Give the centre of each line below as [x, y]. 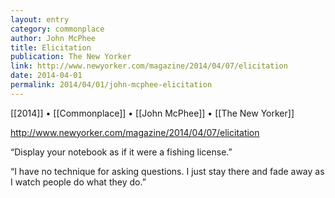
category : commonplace [57, 29]
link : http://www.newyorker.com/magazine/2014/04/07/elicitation [149, 66]
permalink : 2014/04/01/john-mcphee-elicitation [111, 85]
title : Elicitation [51, 47]
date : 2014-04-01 [46, 76]
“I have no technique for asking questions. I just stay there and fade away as [167, 171]
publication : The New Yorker [71, 57]
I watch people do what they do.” [78, 182]
